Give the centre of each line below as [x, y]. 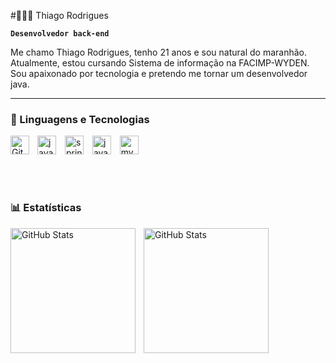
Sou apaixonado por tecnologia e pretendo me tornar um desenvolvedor [159, 73]
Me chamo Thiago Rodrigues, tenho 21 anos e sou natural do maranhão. [158, 52]
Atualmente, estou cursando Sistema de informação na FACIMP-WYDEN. [160, 63]
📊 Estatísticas [46, 208]
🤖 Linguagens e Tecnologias [80, 119]
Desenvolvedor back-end [60, 34]
